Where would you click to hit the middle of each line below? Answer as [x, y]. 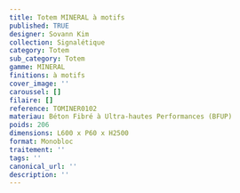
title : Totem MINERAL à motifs [67, 17]
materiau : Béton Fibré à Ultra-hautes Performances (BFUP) [121, 117]
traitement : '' [37, 149]
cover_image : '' [39, 84]
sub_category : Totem [48, 59]
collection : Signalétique [57, 42]
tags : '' [25, 158]
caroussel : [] [36, 92]
